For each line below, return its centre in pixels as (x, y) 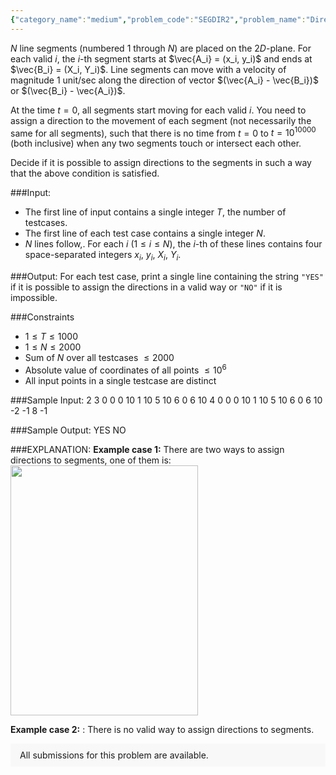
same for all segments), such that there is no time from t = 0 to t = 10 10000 (163, 132)
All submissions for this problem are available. (114, 755)
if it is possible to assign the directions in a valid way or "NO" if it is (146, 287)
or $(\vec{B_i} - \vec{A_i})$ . (68, 90)
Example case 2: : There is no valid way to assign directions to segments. (162, 729)
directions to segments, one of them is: (91, 460)
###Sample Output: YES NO (68, 430)
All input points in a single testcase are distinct (120, 380)
